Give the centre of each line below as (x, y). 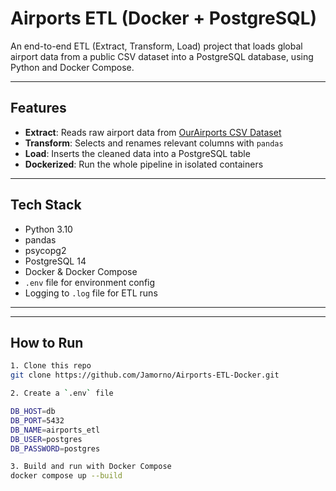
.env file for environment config (90, 282)
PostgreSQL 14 (55, 261)
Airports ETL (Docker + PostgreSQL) (164, 18)
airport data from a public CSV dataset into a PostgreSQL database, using (162, 56)
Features (38, 108)
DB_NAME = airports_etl (55, 430)
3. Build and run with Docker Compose (91, 467)
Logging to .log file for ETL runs (91, 293)
